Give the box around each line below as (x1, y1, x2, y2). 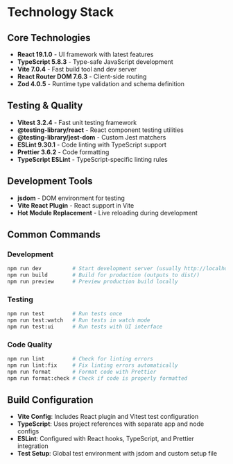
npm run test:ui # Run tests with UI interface (7, 323, 163, 330)
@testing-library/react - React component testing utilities (17, 126, 184, 134)
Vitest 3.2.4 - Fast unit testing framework (17, 118, 137, 126)
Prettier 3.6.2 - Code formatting (17, 147, 110, 156)
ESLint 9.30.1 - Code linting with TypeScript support (17, 140, 166, 149)
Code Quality (7, 340, 53, 349)
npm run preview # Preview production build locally (7, 279, 178, 285)
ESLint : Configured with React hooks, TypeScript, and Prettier (17, 435, 194, 443)
